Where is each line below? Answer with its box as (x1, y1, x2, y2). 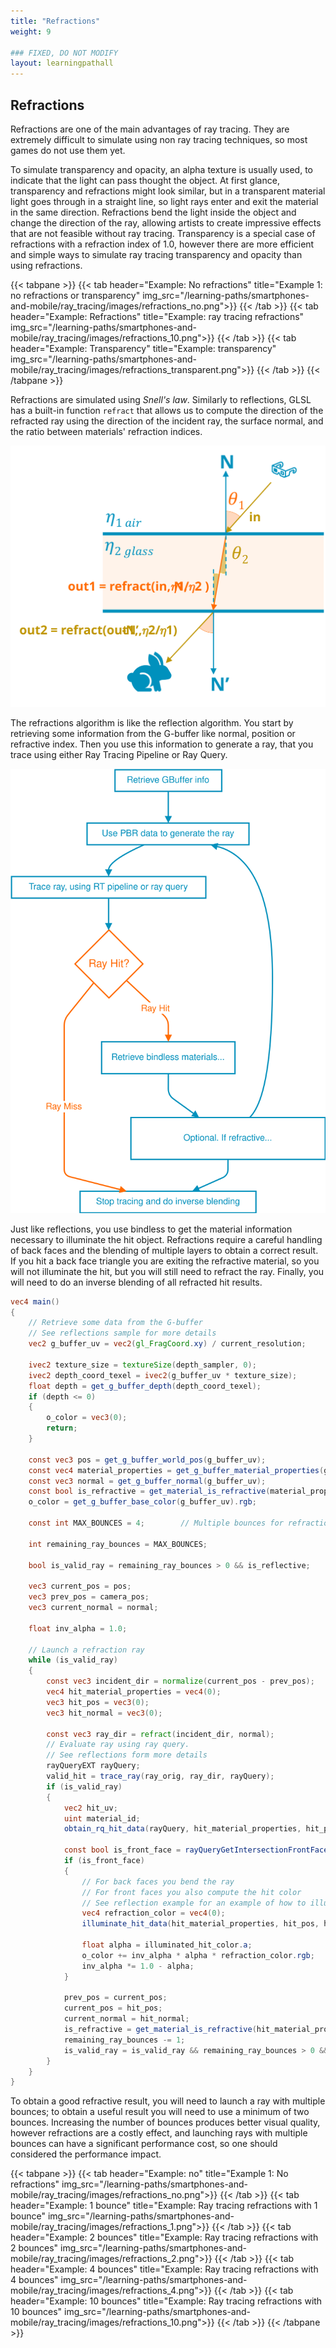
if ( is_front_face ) (63, 1856, 145, 1866)
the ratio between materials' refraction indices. (10, 425, 203, 437)
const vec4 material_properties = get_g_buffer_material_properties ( (28, 1465, 325, 1475)
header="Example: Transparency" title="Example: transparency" (10, 342, 277, 354)
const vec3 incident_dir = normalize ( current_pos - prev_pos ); (46, 1676, 315, 1687)
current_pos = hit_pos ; (63, 2003, 163, 2014)
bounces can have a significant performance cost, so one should (10, 2138, 278, 2150)
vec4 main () (10, 1296, 60, 1307)
